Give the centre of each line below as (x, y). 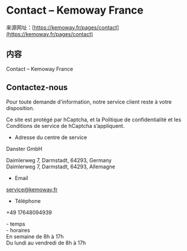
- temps (16, 224)
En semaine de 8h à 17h (35, 236)
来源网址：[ (20, 27)
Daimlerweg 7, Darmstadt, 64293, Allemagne (61, 166)
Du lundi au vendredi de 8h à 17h (46, 243)
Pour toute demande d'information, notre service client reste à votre (89, 102)
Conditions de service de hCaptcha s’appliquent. (65, 125)
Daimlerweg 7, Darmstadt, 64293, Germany (59, 160)
